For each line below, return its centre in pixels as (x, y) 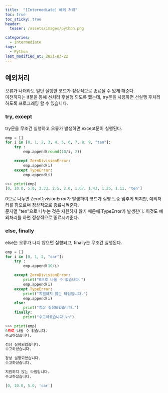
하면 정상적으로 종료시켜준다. (51, 218)
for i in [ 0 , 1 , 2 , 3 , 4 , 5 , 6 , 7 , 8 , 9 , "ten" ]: (58, 143)
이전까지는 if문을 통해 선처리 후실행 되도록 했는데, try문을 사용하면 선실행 (76, 97)
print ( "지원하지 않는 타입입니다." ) (56, 294)
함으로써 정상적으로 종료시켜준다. (47, 205)
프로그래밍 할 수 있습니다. (43, 103)
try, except (19, 117)
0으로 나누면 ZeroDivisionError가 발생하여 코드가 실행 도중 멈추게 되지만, (77, 199)
